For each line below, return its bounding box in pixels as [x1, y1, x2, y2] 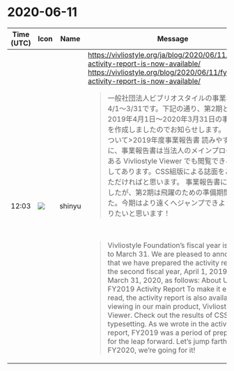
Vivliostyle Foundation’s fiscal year [107, 240, 221, 250]
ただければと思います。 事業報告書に [107, 177, 228, 187]
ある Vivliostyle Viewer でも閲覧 [107, 156, 212, 166]
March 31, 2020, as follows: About [107, 275, 221, 285]
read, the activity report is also [107, 293, 208, 303]
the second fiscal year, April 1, [107, 266, 208, 276]
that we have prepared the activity [107, 258, 219, 268]
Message [157, 34, 189, 43]
